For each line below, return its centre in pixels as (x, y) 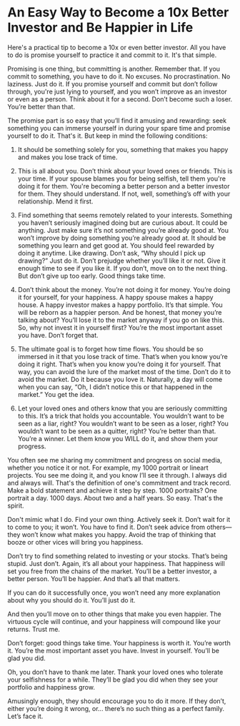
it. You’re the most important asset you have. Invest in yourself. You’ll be (114, 650)
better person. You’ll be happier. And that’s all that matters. (94, 578)
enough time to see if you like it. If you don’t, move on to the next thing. (122, 268)
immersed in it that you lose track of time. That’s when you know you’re (123, 356)
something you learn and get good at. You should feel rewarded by (116, 245)
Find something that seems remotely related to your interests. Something (125, 215)
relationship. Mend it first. (55, 201)
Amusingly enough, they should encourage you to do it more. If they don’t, (117, 701)
